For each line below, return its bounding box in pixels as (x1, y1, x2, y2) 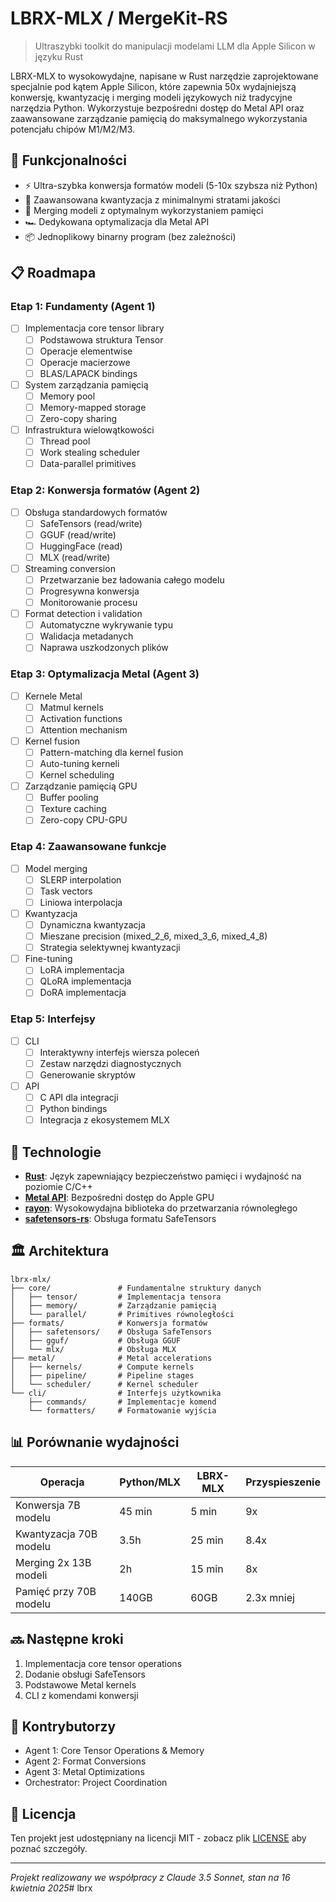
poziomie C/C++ (24, 1181, 93, 1193)
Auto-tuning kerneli (39, 758, 120, 770)
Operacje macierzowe (39, 356, 131, 368)
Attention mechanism (39, 723, 128, 736)
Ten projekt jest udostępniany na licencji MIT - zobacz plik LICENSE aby (10, 1832, 307, 1844)
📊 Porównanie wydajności (10, 1434, 180, 1451)
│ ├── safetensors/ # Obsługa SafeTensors (10, 1327, 213, 1337)
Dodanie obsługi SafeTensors (24, 1668, 146, 1680)
